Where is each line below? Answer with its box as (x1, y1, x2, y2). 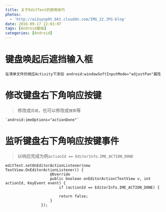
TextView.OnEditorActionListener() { (5, 167, 84, 172)
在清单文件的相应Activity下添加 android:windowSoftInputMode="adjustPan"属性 (5, 71, 161, 77)
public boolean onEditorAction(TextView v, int (49, 176, 151, 181)
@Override (49, 171, 70, 177)
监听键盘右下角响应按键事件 (5, 136, 119, 147)
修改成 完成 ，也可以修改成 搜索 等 (17, 107, 81, 113)
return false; (58, 193, 88, 198)
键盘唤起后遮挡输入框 (5, 54, 93, 65)
